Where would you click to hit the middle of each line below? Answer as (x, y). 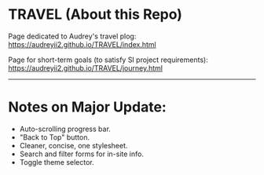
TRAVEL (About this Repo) (95, 15)
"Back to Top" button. (55, 137)
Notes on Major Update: (87, 107)
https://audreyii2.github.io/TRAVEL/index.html (82, 44)
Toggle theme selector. (57, 162)
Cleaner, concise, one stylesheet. (73, 145)
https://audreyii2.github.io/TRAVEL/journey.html (86, 67)
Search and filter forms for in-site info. (81, 154)
